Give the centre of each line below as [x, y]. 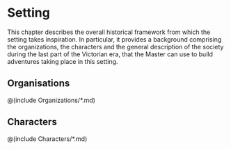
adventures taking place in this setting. [63, 61]
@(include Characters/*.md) [47, 139]
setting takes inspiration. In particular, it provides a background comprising [114, 39]
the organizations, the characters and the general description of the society [115, 47]
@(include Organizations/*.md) [51, 100]
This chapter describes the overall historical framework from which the [109, 32]
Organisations [39, 84]
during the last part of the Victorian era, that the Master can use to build [110, 54]
